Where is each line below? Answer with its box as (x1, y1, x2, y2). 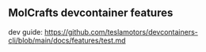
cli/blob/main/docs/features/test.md (8, 35, 126, 45)
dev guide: (8, 27, 44, 36)
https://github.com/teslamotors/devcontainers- (44, 27, 198, 36)
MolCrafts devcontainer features (8, 6, 174, 20)
